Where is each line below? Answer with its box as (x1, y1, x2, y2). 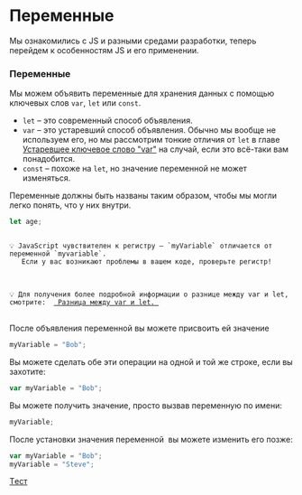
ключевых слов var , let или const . (9, 98, 142, 108)
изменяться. (22, 173, 71, 183)
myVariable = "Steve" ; (9, 460, 95, 469)
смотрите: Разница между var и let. (9, 298, 155, 307)
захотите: (9, 366, 47, 377)
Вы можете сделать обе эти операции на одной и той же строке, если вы (9, 356, 293, 367)
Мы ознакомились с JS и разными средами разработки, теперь (9, 35, 257, 46)
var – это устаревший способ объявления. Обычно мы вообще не (22, 125, 277, 135)
